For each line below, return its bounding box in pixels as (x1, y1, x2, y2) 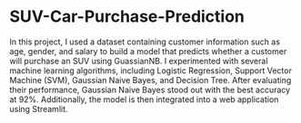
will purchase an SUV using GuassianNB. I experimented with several (9, 55, 268, 66)
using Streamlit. (9, 103, 68, 114)
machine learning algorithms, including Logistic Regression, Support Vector (9, 65, 293, 76)
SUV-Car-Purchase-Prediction (9, 6, 246, 27)
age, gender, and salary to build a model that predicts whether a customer (9, 45, 287, 56)
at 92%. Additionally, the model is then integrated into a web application (9, 93, 279, 105)
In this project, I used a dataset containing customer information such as (9, 36, 280, 47)
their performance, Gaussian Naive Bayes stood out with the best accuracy (9, 84, 291, 95)
